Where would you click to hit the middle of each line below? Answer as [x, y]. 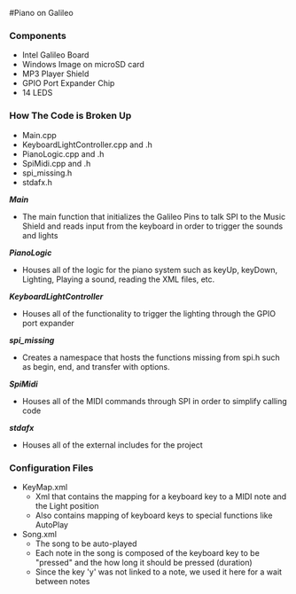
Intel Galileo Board [55, 55]
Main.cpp [39, 135]
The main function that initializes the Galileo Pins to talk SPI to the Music [154, 216]
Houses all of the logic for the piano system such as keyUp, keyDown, [150, 270]
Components [38, 35]
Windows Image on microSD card [83, 65]
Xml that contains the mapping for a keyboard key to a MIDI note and [161, 496]
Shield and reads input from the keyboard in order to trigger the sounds [152, 226]
